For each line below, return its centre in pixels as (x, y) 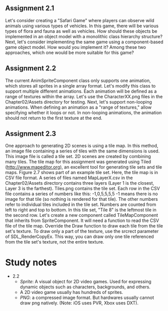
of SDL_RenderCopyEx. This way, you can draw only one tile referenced (79, 237)
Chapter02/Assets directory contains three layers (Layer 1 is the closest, (80, 183)
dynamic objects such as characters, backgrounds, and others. (85, 287)
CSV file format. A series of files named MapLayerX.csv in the (69, 178)
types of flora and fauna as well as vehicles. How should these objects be (81, 31)
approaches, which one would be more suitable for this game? (70, 52)
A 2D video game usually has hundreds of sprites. (71, 292)
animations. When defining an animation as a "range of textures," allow (78, 107)
